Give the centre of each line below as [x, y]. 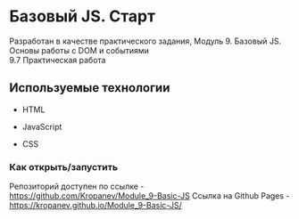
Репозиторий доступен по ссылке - [77, 187]
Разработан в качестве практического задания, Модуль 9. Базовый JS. [145, 41]
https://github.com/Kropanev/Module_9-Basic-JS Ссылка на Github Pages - [149, 196]
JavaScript [42, 126]
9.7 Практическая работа [58, 60]
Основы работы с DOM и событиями [79, 50]
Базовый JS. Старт [83, 16]
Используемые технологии [90, 88]
